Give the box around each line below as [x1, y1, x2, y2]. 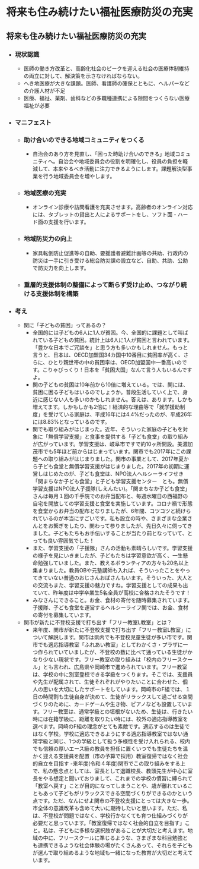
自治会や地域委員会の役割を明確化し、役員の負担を [58, 158, 183, 165]
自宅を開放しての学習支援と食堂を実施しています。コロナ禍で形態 [32, 500, 193, 507]
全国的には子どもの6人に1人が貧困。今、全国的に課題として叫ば [32, 329, 188, 336]
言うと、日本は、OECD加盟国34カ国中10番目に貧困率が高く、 [32, 351, 184, 358]
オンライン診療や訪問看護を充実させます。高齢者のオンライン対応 [32, 203, 193, 211]
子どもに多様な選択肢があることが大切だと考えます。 [58, 827, 188, 834]
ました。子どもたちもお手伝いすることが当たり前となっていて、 [32, 530, 188, 537]
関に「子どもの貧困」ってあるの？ [23, 322, 107, 329]
